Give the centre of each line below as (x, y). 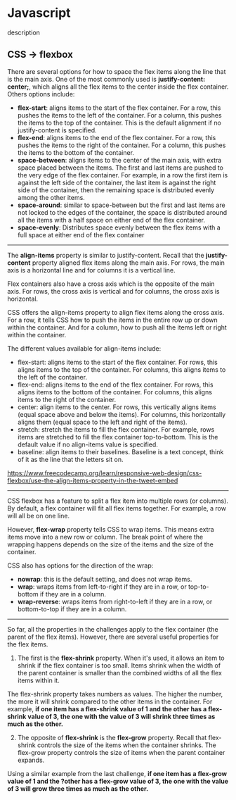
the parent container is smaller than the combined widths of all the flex (120, 673)
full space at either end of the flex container (81, 235)
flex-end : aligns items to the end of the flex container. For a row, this (117, 137)
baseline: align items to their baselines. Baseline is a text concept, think (120, 451)
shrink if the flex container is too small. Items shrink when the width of (119, 665)
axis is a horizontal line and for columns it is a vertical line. (91, 270)
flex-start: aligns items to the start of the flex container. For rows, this (117, 362)
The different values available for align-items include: (84, 348)
